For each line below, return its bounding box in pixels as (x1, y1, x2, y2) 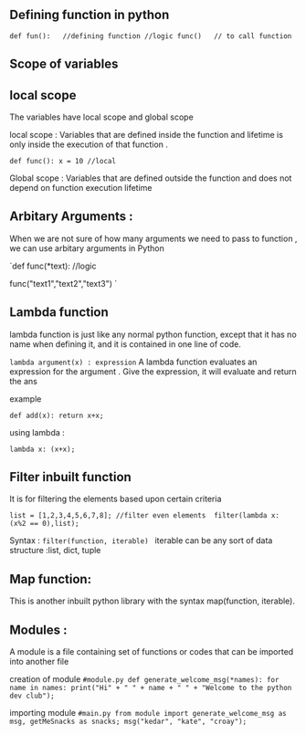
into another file (9, 656, 69, 667)
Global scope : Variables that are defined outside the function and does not (9, 173, 292, 184)
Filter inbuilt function (9, 469, 132, 485)
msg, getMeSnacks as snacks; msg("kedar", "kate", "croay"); (9, 717, 248, 727)
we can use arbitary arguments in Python (9, 242, 164, 254)
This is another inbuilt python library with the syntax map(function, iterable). (9, 595, 295, 606)
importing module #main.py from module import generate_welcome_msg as (9, 708, 287, 719)
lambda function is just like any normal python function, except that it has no (9, 329, 297, 340)
